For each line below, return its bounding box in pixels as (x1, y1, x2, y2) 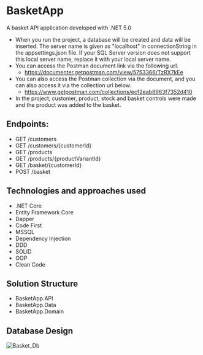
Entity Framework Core (15, 208, 74, 216)
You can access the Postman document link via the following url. (15, 62, 179, 69)
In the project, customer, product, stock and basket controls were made (15, 95, 196, 102)
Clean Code (15, 260, 46, 268)
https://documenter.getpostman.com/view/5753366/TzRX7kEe (24, 68, 184, 76)
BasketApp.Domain (15, 308, 64, 315)
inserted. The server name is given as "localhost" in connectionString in (15, 42, 197, 50)
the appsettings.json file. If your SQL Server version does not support (15, 49, 191, 56)
